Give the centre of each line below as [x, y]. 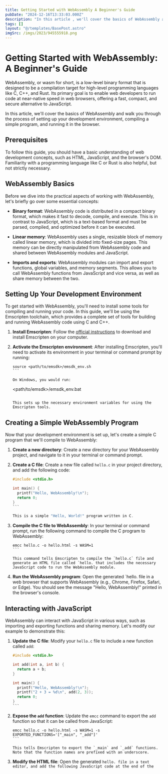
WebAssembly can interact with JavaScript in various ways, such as [75, 621]
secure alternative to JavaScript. [39, 104]
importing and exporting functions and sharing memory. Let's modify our [80, 626]
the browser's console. [36, 593]
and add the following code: [41, 470]
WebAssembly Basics [40, 184]
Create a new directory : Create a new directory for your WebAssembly [85, 450]
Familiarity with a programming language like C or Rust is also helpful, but [81, 163]
